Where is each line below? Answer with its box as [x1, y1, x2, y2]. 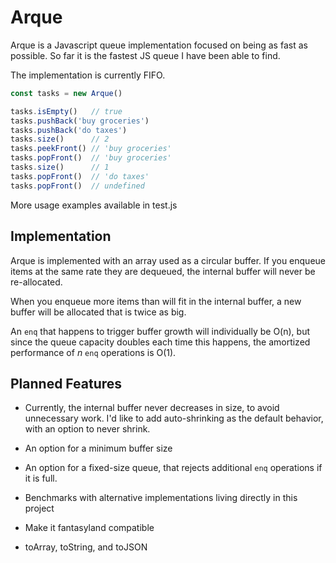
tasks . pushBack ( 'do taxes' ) [10, 125, 128, 135]
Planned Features [10, 375, 123, 392]
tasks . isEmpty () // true [10, 106, 123, 116]
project [24, 502, 55, 515]
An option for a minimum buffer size [24, 442, 173, 455]
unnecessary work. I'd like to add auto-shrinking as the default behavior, [24, 412, 324, 425]
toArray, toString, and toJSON [24, 541, 148, 553]
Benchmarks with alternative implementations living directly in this [24, 492, 298, 504]
